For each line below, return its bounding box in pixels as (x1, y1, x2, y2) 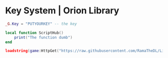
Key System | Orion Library (5, 5, 119, 16)
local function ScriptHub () (5, 30, 64, 35)
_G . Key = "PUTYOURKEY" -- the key (5, 21, 77, 26)
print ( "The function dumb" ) (14, 35, 72, 40)
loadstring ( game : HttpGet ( (5, 49, 59, 54)
